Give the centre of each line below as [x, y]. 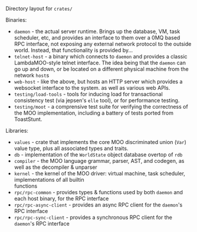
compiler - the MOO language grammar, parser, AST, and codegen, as [99, 161]
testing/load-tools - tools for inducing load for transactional [88, 94]
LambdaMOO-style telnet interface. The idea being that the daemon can [100, 63]
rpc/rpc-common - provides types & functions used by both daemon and [98, 192]
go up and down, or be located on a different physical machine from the [101, 69]
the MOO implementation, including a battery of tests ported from [94, 113]
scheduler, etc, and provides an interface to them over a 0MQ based [97, 37]
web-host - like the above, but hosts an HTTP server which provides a [98, 81]
